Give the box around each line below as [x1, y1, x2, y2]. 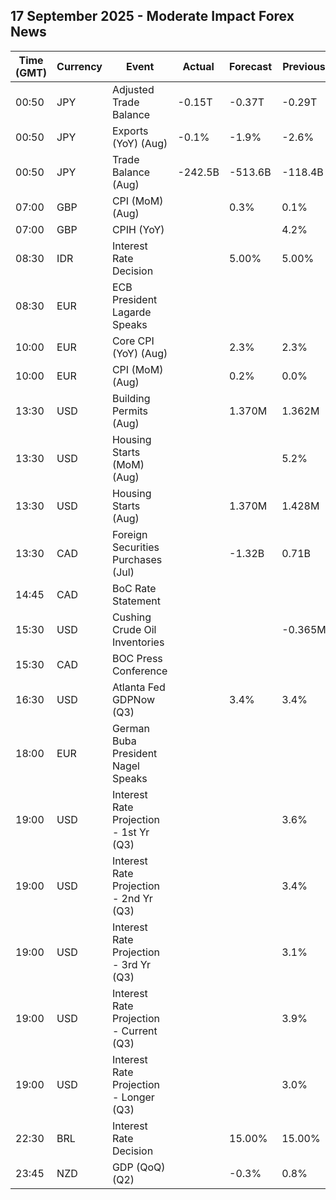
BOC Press [111, 651, 163, 665]
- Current [111, 1024, 158, 1038]
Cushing [111, 610, 152, 624]
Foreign [111, 527, 148, 541]
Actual [182, 59, 215, 73]
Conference [111, 664, 168, 678]
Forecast [229, 59, 273, 73]
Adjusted [111, 82, 155, 96]
